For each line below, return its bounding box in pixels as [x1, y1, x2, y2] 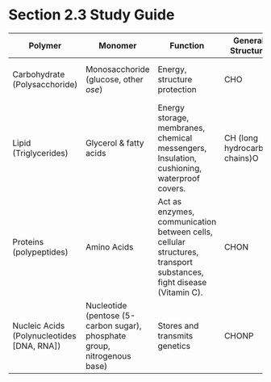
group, [85, 340, 110, 351]
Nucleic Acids [12, 320, 65, 331]
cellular [157, 236, 186, 247]
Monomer [98, 40, 137, 51]
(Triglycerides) [12, 147, 69, 158]
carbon [85, 320, 113, 331]
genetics [157, 340, 191, 351]
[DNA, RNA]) [12, 340, 61, 351]
